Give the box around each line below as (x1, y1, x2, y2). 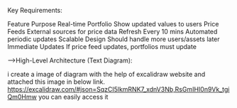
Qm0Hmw (7, 92, 37, 101)
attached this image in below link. (7, 77, 105, 86)
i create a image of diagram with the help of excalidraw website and (7, 70, 206, 78)
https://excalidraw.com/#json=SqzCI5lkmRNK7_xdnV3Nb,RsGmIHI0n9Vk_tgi (7, 85, 230, 93)
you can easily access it (38, 92, 109, 101)
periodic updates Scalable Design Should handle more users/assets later (7, 35, 220, 43)
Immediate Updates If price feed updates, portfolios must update (7, 43, 197, 50)
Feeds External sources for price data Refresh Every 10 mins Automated (7, 28, 218, 36)
